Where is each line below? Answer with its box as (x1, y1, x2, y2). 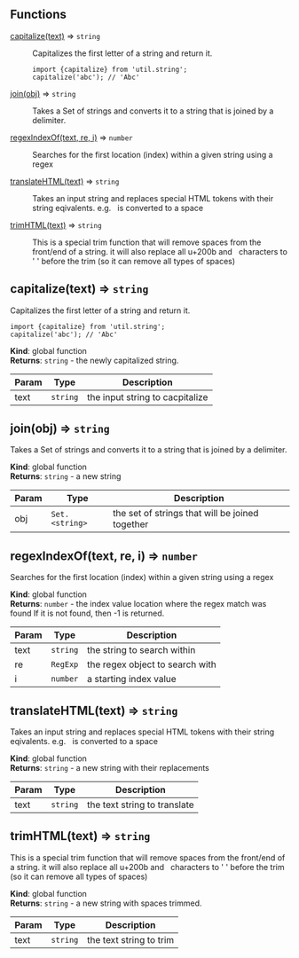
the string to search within (86, 644, 196, 656)
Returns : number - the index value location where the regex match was (10, 599, 267, 609)
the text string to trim (86, 933, 175, 946)
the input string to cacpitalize (86, 390, 209, 403)
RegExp (51, 660, 79, 670)
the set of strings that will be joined (113, 507, 259, 520)
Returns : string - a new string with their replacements (10, 763, 209, 773)
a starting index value (86, 673, 177, 686)
